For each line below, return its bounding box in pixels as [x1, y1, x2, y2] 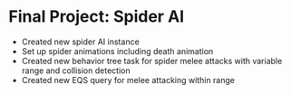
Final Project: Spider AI [8, 6, 185, 27]
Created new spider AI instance [21, 36, 140, 47]
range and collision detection [21, 65, 131, 76]
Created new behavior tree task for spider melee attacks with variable [21, 55, 283, 66]
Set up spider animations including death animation [21, 45, 214, 56]
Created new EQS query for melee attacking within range [21, 74, 235, 85]
